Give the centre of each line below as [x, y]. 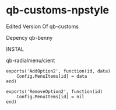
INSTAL [15, 49]
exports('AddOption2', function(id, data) [58, 71]
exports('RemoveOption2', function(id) [55, 91]
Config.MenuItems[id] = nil [50, 97]
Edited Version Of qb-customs [42, 26]
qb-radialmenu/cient [31, 60]
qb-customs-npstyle [58, 10]
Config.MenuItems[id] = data [52, 76]
